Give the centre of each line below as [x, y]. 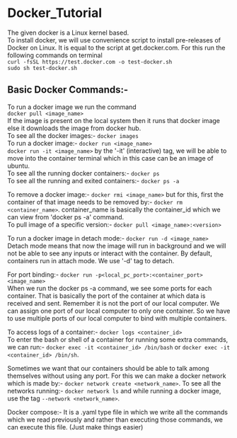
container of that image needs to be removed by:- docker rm [95, 202]
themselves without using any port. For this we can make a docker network [117, 376]
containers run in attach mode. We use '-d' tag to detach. [91, 260]
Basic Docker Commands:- [68, 90]
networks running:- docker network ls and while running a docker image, [114, 391]
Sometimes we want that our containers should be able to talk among [109, 368]
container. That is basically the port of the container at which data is [106, 296]
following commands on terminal [55, 55]
